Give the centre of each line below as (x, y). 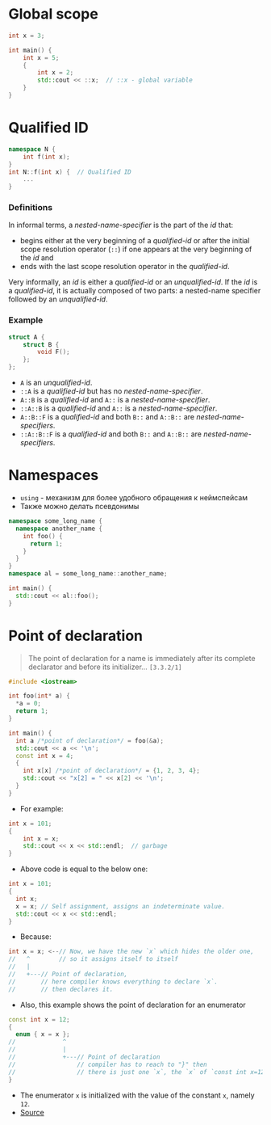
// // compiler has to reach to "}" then (108, 1064)
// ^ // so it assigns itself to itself (94, 959)
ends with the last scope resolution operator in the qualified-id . (125, 267)
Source (32, 1112)
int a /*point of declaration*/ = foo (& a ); (90, 740)
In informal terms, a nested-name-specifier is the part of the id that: (121, 225)
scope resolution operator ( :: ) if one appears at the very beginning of (136, 249)
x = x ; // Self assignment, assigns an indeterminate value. (121, 906)
